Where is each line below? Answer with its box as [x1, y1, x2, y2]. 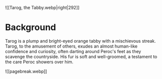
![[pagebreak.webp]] [5, 68, 47, 74]
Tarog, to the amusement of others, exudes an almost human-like [5, 43, 138, 49]
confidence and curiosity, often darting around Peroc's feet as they [5, 48, 141, 54]
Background [5, 22, 56, 33]
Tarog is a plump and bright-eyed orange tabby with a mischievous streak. [5, 38, 156, 44]
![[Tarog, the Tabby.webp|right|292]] [5, 5, 80, 10]
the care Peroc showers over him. [5, 59, 74, 65]
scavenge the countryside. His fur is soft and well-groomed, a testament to [5, 53, 158, 59]
